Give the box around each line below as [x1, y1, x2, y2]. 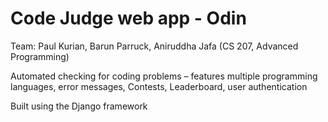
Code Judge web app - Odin [10, 7, 247, 30]
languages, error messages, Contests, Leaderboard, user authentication [10, 80, 308, 92]
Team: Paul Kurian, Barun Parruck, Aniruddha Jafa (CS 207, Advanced [10, 40, 299, 52]
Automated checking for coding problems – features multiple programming [10, 70, 318, 82]
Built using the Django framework [10, 100, 148, 112]
